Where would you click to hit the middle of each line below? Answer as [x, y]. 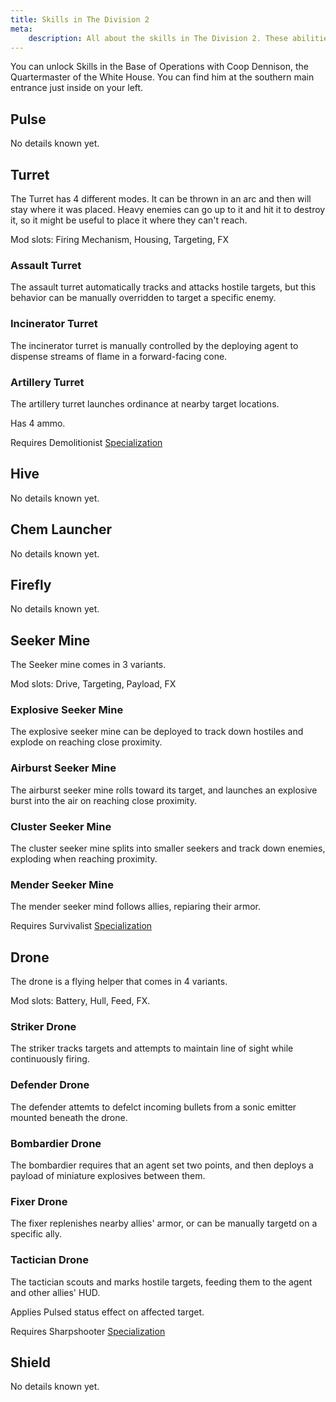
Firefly [31, 584]
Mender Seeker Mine [62, 884]
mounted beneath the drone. [69, 1117]
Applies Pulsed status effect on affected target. [107, 1312]
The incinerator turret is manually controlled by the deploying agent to [154, 345]
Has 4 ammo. [38, 423]
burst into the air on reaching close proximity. [103, 800]
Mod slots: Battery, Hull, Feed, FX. [80, 1001]
